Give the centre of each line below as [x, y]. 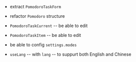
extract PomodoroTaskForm [35, 7]
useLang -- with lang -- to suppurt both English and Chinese [70, 54]
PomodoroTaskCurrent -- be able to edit [49, 26]
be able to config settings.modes [43, 45]
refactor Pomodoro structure [37, 16]
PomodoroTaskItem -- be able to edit [45, 35]
